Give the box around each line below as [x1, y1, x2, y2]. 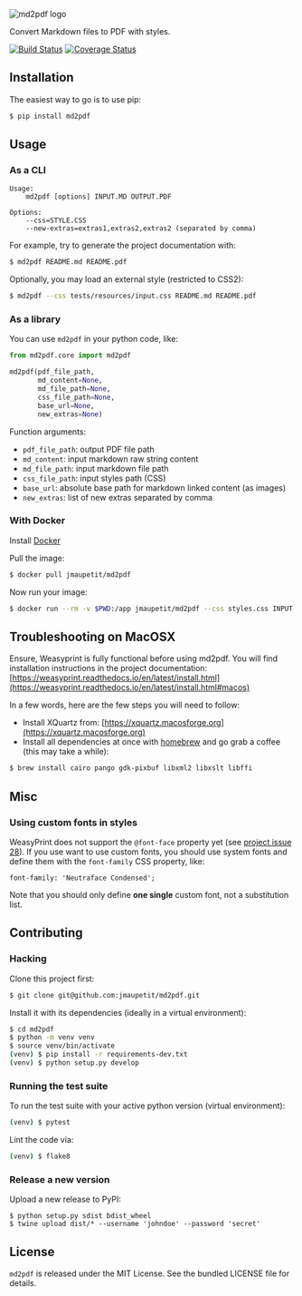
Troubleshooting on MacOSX [9, 629, 176, 644]
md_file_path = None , [37, 385, 111, 394]
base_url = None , [37, 401, 95, 410]
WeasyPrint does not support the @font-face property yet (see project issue [9, 836, 292, 847]
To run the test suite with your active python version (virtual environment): [9, 1100, 286, 1111]
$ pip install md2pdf [9, 112, 91, 121]
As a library [9, 313, 61, 326]
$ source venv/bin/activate [9, 1041, 116, 1051]
